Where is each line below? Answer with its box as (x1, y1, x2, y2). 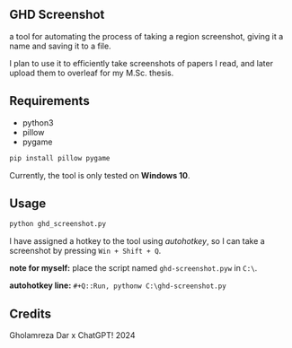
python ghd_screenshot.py (9, 220, 106, 229)
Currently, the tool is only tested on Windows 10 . (9, 170, 190, 180)
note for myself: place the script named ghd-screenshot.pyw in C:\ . (9, 263, 258, 274)
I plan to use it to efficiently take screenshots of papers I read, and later (9, 57, 274, 68)
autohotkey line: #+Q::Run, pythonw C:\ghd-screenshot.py (9, 280, 226, 291)
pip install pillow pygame (9, 153, 111, 162)
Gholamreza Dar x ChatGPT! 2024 (9, 330, 136, 340)
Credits (9, 306, 52, 321)
